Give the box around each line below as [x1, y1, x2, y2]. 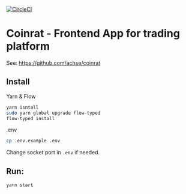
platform [6, 40, 50, 53]
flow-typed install [6, 115, 55, 121]
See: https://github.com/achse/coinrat [6, 59, 101, 66]
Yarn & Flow [6, 92, 36, 100]
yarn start [6, 182, 34, 189]
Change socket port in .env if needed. [6, 149, 100, 156]
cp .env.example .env [6, 138, 61, 144]
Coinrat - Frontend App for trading [6, 27, 180, 40]
